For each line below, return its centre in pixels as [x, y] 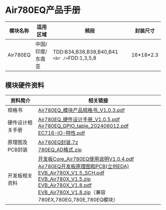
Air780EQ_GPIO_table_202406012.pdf [83, 126]
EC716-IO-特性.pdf [62, 133]
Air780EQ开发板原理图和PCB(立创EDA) [83, 166]
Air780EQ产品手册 [43, 10]
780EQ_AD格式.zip [60, 150]
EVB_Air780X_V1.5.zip [64, 179]
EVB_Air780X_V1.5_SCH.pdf [71, 172]
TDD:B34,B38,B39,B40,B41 [85, 51]
